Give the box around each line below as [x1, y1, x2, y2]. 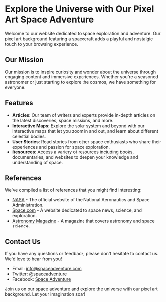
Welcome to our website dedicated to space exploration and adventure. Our [5, 30, 161, 36]
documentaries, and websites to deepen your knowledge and [12, 154, 138, 160]
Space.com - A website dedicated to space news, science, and [12, 207, 142, 213]
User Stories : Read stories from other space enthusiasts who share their [12, 138, 161, 145]
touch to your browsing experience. [5, 41, 79, 47]
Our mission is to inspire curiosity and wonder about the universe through [5, 69, 156, 75]
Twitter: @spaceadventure [12, 271, 67, 277]
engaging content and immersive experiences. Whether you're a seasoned [5, 74, 158, 80]
